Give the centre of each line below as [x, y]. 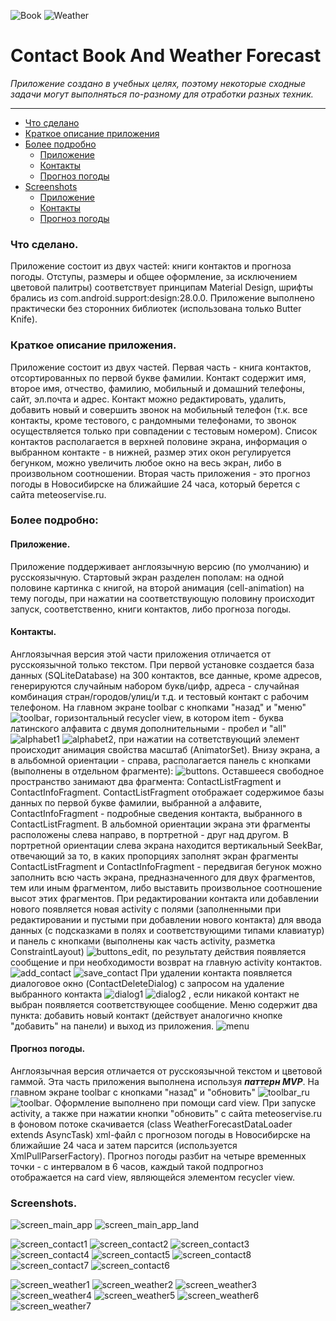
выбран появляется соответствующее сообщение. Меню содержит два [164, 1004]
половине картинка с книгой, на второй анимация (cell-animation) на [157, 587]
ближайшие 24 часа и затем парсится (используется [124, 1146]
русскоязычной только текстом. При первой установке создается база [162, 664]
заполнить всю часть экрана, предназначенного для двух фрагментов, [163, 877]
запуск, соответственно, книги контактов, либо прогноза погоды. [151, 609]
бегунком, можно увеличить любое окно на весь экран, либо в [146, 462]
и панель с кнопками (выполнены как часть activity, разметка [143, 941]
